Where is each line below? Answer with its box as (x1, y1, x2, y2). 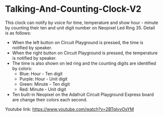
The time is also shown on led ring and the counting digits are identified (12, 60, 156, 66)
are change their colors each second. (12, 96, 88, 102)
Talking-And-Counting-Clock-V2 (5, 3, 142, 15)
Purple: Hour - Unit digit (19, 76, 68, 82)
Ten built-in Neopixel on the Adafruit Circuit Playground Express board (12, 92, 154, 97)
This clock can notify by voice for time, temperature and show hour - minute (5, 20, 159, 25)
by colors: (12, 65, 33, 71)
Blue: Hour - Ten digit (19, 70, 63, 76)
